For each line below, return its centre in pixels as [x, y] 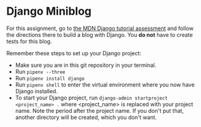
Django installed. [36, 91]
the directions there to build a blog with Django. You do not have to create [100, 34]
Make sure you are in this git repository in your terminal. [85, 65]
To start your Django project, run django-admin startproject [91, 98]
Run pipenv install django [50, 78]
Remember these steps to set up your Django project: [74, 53]
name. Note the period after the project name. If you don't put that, [99, 110]
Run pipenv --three [40, 71]
